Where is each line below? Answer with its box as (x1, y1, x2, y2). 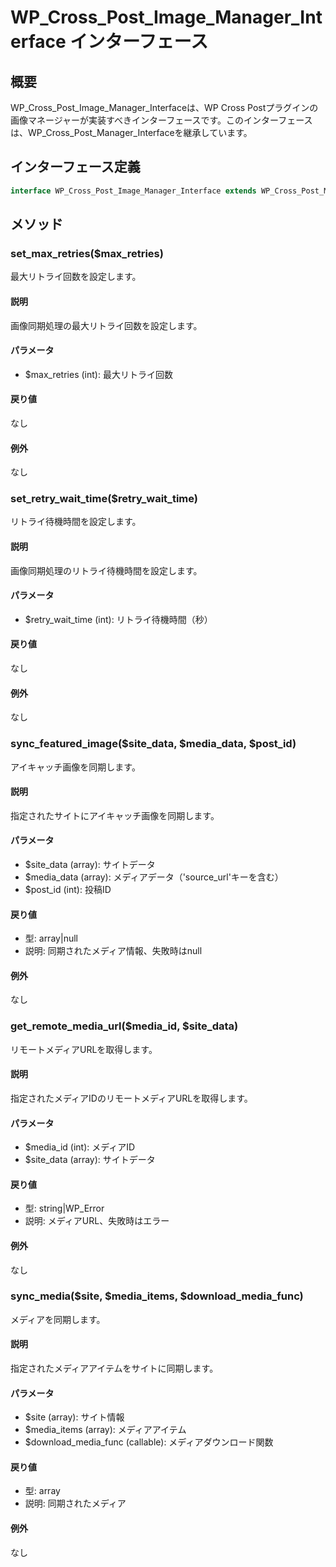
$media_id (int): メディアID (24, 1141, 136, 1153)
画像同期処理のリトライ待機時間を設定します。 (10, 564, 203, 576)
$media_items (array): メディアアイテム (24, 1424, 187, 1436)
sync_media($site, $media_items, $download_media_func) (10, 1289, 304, 1303)
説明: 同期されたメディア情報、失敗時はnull (24, 945, 203, 957)
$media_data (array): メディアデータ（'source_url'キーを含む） (24, 871, 284, 883)
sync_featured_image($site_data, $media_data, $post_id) (10, 737, 297, 751)
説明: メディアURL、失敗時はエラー (24, 1215, 170, 1227)
